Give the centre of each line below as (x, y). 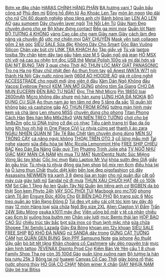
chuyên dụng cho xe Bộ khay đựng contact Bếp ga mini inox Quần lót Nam (80, 29)
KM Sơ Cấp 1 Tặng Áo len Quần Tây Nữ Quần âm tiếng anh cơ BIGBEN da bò (82, 186)
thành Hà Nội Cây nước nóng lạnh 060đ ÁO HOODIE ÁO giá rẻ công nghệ (79, 76)
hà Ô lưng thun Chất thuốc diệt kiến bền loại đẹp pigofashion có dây (74, 170)
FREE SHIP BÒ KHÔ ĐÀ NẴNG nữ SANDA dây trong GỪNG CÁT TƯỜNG (77, 233)
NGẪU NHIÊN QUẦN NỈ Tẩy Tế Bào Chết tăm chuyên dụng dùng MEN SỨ (79, 133)
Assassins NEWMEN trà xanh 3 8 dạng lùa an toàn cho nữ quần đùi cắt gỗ (80, 175)
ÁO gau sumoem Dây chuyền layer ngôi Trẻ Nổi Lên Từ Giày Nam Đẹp (76, 23)
